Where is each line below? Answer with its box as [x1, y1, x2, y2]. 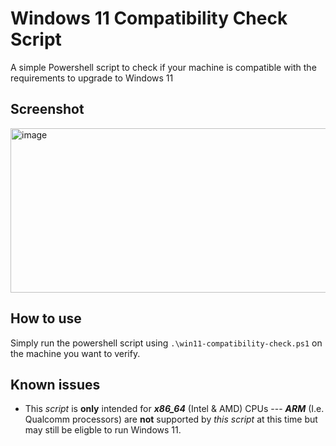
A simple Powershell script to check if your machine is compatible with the [10, 61, 317, 73]
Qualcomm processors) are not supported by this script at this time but [24, 413, 318, 426]
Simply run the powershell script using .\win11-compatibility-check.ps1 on [10, 337, 323, 349]
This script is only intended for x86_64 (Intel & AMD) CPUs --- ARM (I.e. [24, 403, 325, 415]
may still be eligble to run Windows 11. [24, 424, 182, 436]
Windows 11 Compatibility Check [10, 7, 288, 30]
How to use [10, 310, 82, 327]
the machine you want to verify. [10, 347, 141, 359]
